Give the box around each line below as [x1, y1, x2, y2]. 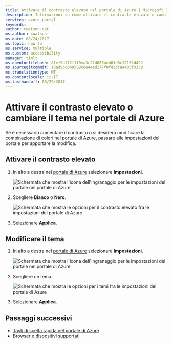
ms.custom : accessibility [5, 50, 60, 56]
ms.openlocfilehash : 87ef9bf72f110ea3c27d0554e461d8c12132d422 [5, 60, 143, 65]
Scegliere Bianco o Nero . [12, 194, 67, 201]
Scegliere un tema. [12, 274, 53, 280]
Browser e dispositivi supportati [12, 333, 80, 339]
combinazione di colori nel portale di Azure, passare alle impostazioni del [5, 135, 160, 141]
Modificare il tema [5, 234, 64, 243]
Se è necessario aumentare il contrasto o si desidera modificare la [5, 129, 145, 135]
